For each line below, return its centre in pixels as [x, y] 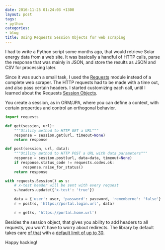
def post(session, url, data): [38, 149]
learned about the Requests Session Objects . [51, 93]
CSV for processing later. [31, 67]
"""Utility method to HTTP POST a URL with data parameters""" [81, 154]
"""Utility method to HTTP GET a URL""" [56, 130]
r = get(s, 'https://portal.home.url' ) [55, 212]
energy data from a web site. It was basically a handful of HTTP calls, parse [82, 57]
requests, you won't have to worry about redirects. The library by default [80, 227]
